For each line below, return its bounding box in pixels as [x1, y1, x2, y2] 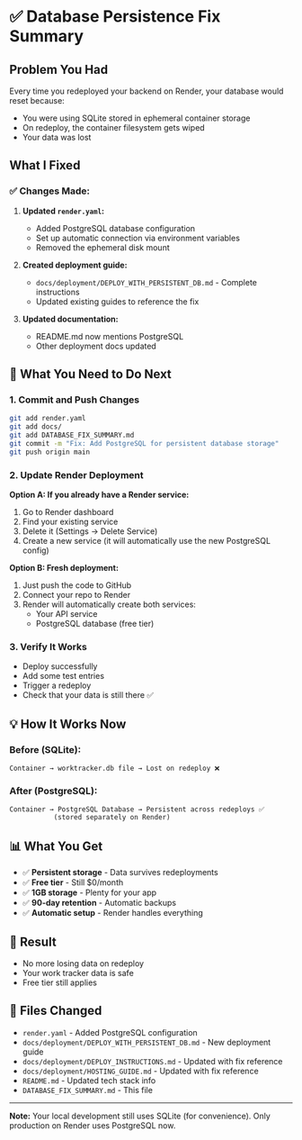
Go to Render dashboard [22, 507, 114, 518]
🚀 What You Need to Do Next [9, 366, 173, 382]
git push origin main [9, 448, 91, 457]
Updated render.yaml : [22, 205, 105, 216]
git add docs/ [9, 422, 63, 431]
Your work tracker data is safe [22, 967, 135, 978]
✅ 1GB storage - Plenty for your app [22, 887, 157, 898]
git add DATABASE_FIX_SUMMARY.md [9, 430, 135, 440]
